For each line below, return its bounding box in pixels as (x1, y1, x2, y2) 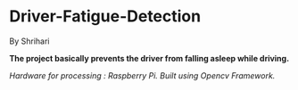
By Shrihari (9, 36, 50, 46)
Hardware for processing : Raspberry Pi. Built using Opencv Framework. (9, 70, 276, 81)
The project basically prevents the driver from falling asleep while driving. (9, 53, 290, 63)
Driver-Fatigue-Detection (9, 6, 202, 27)
